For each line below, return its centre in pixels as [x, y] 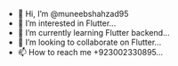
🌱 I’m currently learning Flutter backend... [94, 33]
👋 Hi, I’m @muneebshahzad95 [73, 14]
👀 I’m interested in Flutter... [67, 23]
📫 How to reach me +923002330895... [90, 52]
